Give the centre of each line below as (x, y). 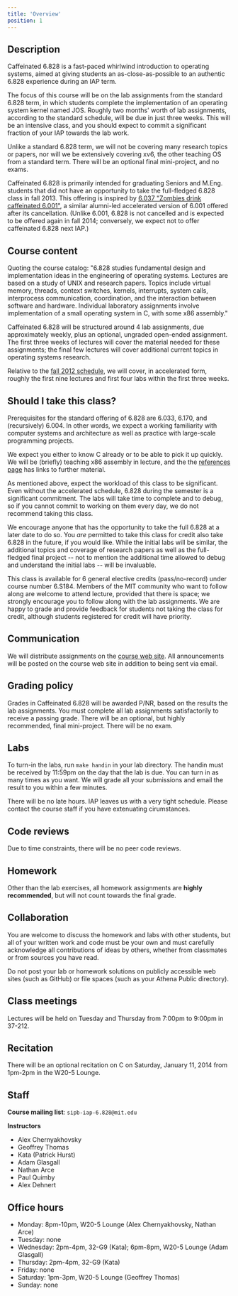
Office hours (36, 1208)
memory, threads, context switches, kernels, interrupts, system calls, (108, 291)
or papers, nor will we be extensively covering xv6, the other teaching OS (114, 154)
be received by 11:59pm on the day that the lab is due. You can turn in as (113, 772)
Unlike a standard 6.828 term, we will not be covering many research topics (118, 147)
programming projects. (41, 441)
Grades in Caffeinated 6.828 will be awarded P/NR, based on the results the (118, 703)
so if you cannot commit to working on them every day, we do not (103, 506)
